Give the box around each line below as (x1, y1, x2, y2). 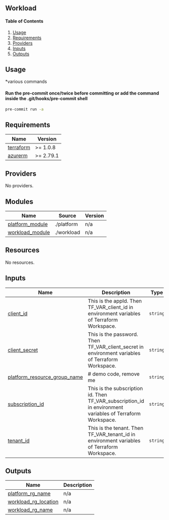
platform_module (8, 220, 48, 228)
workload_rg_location (8, 498, 59, 505)
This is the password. (88, 331, 138, 338)
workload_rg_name (8, 506, 53, 513)
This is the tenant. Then (88, 424, 143, 431)
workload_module (8, 229, 50, 236)
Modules (5, 197, 34, 206)
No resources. (5, 259, 35, 265)
